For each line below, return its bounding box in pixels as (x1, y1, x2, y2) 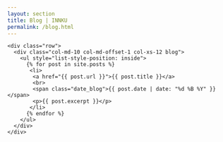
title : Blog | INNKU (7, 17, 68, 24)
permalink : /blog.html (7, 23, 74, 30)
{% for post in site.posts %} (25, 61, 115, 68)
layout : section (7, 10, 55, 18)
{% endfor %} (25, 110, 65, 117)
